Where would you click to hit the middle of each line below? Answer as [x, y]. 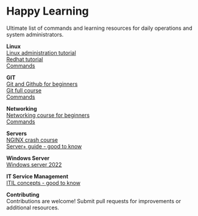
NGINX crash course [32, 140]
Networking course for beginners [48, 115]
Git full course [24, 90]
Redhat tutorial [25, 59]
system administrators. [35, 34]
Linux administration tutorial [41, 52]
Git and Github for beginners [42, 84]
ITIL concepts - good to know [44, 183]
